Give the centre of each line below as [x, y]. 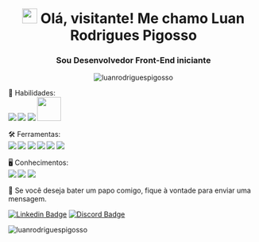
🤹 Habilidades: [32, 93]
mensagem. [27, 199]
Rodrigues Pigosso [133, 35]
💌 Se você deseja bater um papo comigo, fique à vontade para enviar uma [130, 190]
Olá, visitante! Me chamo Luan [142, 19]
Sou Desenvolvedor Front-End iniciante [133, 60]
